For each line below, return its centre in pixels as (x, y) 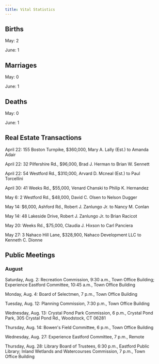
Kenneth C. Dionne (24, 240)
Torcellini (14, 178)
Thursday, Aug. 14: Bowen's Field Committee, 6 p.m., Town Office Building (79, 327)
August (14, 269)
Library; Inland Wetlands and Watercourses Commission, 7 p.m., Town (75, 351)
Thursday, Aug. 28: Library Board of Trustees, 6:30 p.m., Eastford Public (77, 346)
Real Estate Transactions (43, 138)
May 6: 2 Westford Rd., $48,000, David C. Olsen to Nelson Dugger (71, 197)
